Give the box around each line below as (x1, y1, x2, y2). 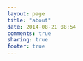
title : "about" (7, 17, 52, 24)
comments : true (7, 29, 52, 37)
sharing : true (7, 36, 49, 43)
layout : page (7, 10, 45, 18)
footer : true (7, 43, 45, 50)
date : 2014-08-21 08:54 (7, 23, 77, 30)
